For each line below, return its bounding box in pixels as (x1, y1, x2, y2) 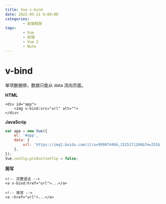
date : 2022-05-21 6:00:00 (5, 12, 58, 17)
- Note (23, 44, 37, 49)
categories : (5, 16, 30, 21)
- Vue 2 (23, 40, 39, 44)
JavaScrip (5, 119, 27, 125)
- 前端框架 (23, 21, 42, 26)
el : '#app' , (14, 133, 39, 138)
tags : (5, 26, 16, 31)
